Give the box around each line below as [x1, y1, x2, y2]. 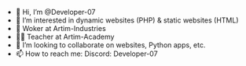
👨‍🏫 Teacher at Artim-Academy [15, 32, 115, 41]
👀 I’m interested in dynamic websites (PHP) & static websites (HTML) [15, 16, 239, 25]
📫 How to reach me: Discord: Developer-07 [15, 49, 159, 58]
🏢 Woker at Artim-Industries [15, 24, 106, 33]
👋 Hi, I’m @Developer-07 [15, 8, 96, 16]
